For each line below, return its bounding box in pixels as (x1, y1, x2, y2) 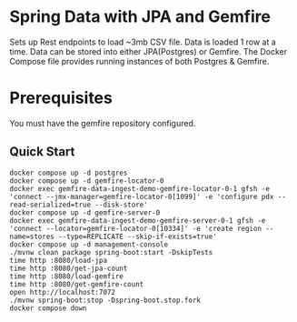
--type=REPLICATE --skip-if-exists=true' (57, 232, 218, 241)
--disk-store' (94, 200, 148, 209)
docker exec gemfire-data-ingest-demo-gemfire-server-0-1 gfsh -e (9, 216, 266, 225)
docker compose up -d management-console (9, 239, 169, 249)
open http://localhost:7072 (9, 287, 116, 297)
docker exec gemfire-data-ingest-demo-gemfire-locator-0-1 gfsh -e (9, 184, 271, 193)
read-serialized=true (9, 200, 92, 209)
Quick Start (9, 144, 75, 160)
